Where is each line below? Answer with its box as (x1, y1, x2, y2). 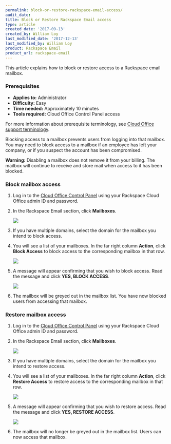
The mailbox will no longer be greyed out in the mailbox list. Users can (12, 429, 162, 435)
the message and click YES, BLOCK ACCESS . (12, 273, 109, 280)
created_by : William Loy (5, 31, 59, 36)
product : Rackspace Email (5, 46, 61, 51)
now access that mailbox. (12, 434, 67, 440)
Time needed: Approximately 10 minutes (12, 105, 99, 111)
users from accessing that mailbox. (12, 298, 87, 304)
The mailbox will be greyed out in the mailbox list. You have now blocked (12, 293, 166, 299)
